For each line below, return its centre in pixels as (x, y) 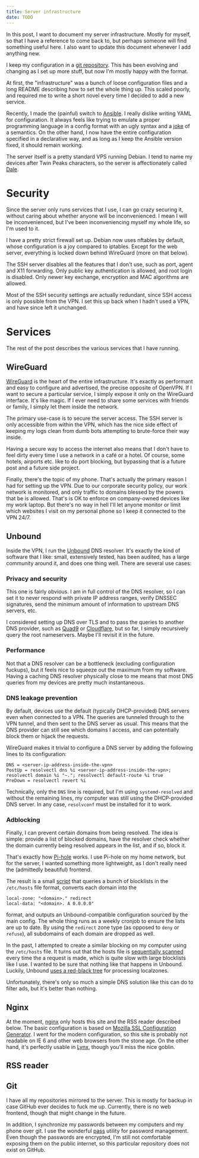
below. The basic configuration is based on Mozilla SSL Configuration (91, 1028)
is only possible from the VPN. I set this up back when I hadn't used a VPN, (98, 301)
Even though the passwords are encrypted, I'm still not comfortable (89, 1137)
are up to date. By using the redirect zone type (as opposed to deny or (93, 927)
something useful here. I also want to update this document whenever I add (99, 47)
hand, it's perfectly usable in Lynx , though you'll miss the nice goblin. (91, 1047)
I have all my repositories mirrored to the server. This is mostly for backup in (99, 1100)
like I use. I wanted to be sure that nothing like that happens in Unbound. (95, 964)
